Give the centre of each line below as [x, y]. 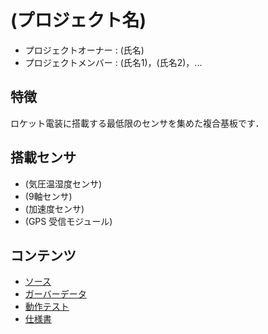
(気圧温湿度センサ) [63, 183]
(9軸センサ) [48, 196]
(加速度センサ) [54, 208]
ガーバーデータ [55, 294]
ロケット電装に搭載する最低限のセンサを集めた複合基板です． [137, 123]
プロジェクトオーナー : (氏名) [84, 50]
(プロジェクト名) [78, 20]
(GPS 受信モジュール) [68, 221]
